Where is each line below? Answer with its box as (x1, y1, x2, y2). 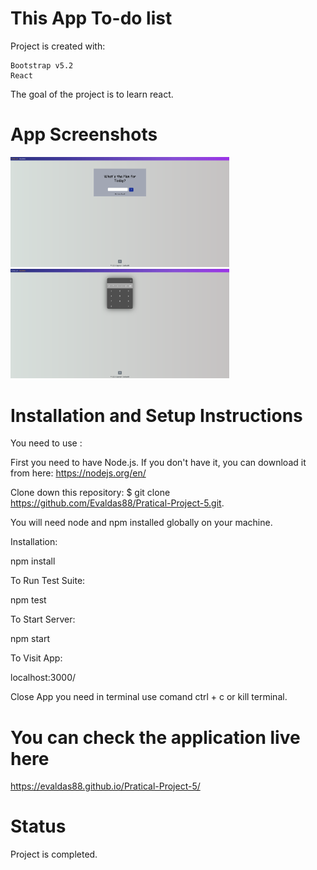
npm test (10, 594, 47, 606)
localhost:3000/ (10, 672, 77, 684)
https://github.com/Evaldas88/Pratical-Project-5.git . (10, 497, 225, 509)
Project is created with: (10, 40, 106, 52)
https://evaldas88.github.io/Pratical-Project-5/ (10, 780, 201, 792)
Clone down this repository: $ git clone (10, 487, 171, 499)
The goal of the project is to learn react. (10, 88, 174, 100)
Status (10, 815, 67, 838)
